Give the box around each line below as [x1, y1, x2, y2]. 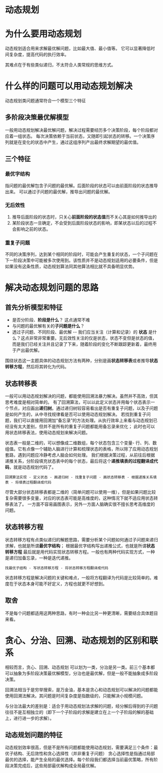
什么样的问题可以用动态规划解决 [5, 81, 133, 92]
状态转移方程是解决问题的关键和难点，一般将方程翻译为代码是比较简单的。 [5, 574, 154, 581]
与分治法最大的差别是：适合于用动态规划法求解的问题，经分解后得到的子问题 [5, 703, 158, 709]
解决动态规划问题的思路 [5, 282, 99, 293]
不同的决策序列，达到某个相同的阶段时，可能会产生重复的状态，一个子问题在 [5, 251, 158, 258]
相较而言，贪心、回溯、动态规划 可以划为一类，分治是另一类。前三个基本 [5, 664, 151, 670]
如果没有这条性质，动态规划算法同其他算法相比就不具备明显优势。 [5, 263, 137, 270]
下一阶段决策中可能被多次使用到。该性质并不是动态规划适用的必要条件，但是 [5, 258, 158, 263]
